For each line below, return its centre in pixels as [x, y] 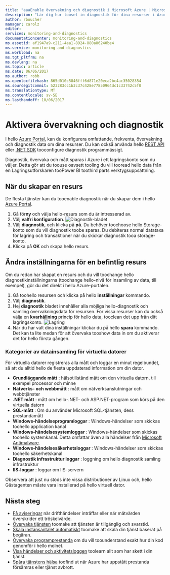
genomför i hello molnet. [38, 546]
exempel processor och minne [44, 383]
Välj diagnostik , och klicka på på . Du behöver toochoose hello [77, 225]
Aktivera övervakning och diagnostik [84, 125]
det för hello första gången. [41, 338]
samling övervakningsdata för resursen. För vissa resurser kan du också [88, 311]
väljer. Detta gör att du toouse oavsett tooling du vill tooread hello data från [83, 165]
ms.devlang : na [21, 62]
